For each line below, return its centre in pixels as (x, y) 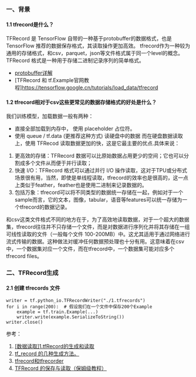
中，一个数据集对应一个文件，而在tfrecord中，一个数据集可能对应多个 (90, 249)
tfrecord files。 (24, 256)
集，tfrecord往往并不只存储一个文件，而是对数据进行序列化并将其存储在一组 (98, 227)
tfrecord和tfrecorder (39, 361)
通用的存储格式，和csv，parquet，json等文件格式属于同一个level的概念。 (95, 53)
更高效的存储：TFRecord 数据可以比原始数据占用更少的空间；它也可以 (99, 156)
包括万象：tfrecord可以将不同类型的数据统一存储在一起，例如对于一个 (99, 192)
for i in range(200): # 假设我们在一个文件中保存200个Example (79, 307)
